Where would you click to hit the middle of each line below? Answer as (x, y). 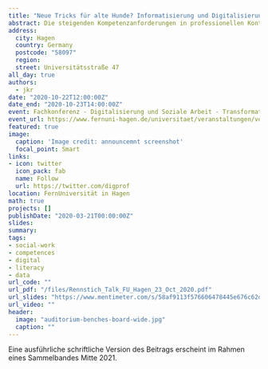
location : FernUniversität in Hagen (69, 193)
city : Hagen (35, 38)
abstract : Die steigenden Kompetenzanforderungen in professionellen (126, 23)
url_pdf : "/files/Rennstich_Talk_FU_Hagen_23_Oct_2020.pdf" (110, 290)
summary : (23, 231)
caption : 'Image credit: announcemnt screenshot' (99, 141)
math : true (26, 201)
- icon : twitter (35, 164)
